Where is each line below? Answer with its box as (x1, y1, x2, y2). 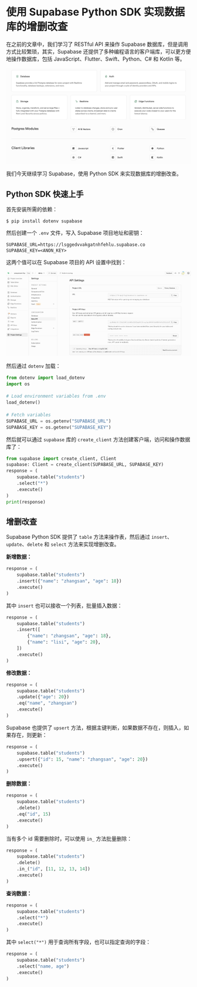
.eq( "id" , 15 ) (16, 811, 51, 817)
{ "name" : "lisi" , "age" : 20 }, (27, 639, 101, 645)
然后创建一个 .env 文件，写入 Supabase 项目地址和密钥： (6, 229, 145, 236)
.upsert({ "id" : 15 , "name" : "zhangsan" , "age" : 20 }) (16, 756, 148, 762)
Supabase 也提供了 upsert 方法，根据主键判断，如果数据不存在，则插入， (6, 724, 184, 731)
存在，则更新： (11, 731, 47, 738)
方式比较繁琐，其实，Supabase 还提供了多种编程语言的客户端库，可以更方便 (6, 48, 191, 55)
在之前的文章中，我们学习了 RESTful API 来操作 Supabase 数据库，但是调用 (6, 41, 189, 48)
